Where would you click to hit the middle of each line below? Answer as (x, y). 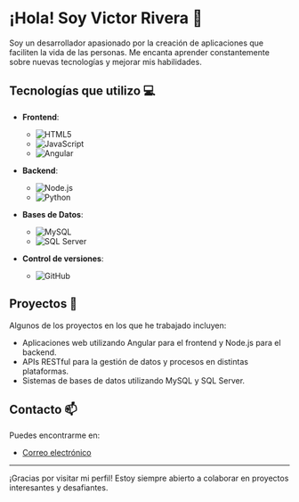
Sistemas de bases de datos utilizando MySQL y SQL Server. (133, 380)
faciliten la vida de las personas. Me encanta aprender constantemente (139, 52)
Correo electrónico (57, 453)
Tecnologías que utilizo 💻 (82, 91)
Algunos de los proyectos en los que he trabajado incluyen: (118, 325)
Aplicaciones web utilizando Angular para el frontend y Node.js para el (152, 342)
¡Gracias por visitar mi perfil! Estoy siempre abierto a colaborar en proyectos (149, 478)
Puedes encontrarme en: (55, 435)
